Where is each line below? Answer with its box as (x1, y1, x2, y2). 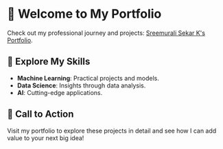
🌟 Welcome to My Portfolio (7, 6, 162, 22)
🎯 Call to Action (7, 109, 74, 120)
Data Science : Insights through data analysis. (16, 81, 146, 90)
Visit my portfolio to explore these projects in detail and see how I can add (7, 126, 217, 135)
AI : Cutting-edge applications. (16, 88, 103, 96)
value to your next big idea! (7, 133, 84, 142)
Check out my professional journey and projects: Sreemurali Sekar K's (7, 29, 206, 37)
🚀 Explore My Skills (7, 56, 91, 68)
